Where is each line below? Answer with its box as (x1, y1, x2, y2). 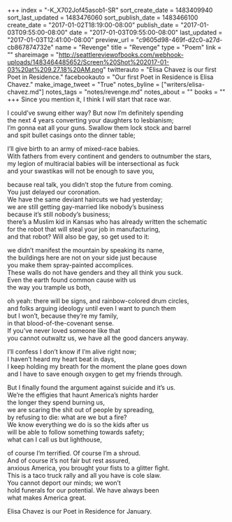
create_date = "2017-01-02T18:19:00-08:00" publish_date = (7, 21, 180, 29)
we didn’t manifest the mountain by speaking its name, (7, 246, 164, 254)
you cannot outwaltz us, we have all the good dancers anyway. (7, 334, 189, 342)
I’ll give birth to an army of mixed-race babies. (7, 145, 140, 153)
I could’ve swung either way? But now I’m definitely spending (7, 108, 184, 117)
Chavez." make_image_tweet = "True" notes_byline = (7, 80, 160, 88)
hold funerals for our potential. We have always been (7, 486, 159, 494)
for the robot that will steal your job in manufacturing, (7, 225, 161, 233)
